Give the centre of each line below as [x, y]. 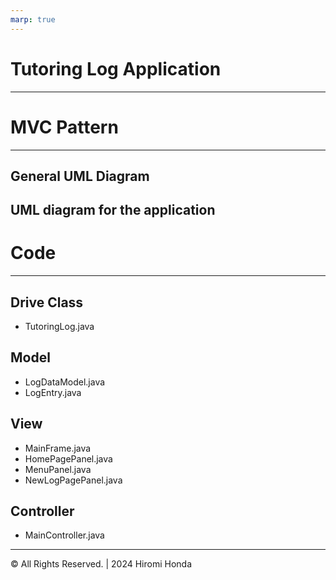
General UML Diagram [80, 176]
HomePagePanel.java [68, 458]
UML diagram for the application [113, 210]
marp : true [33, 19]
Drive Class [47, 302]
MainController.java [64, 535]
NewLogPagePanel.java [73, 480]
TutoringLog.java [59, 327]
